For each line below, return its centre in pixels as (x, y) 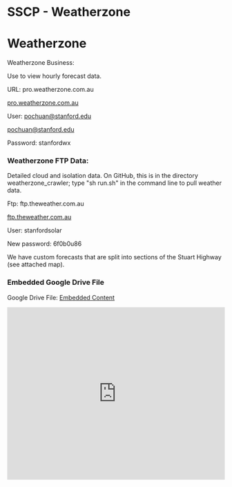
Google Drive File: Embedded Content (61, 297)
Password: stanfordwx (39, 143)
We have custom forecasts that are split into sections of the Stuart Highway (115, 257)
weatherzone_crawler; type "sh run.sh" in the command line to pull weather (115, 183)
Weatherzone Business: (41, 63)
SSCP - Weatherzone (69, 12)
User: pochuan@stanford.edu (49, 116)
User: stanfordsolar (35, 230)
